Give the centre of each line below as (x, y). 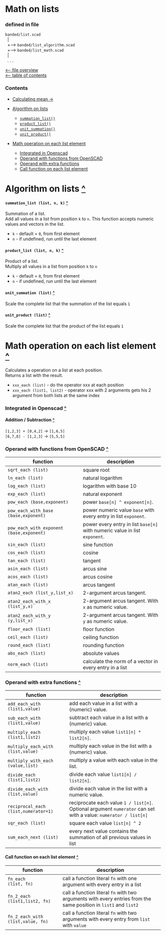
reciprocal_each (27, 807)
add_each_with (24, 704)
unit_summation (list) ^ (30, 292)
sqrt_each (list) (28, 470)
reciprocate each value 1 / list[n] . (111, 803)
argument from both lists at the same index (56, 395)
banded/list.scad (23, 35)
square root (96, 470)
